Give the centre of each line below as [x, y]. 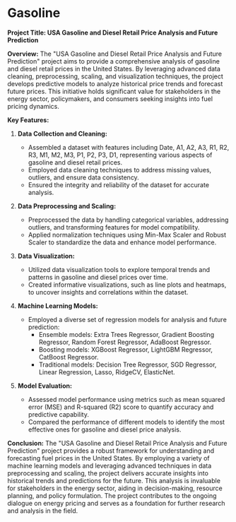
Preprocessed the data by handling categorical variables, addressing [128, 220]
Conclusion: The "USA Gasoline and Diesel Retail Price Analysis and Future [117, 443]
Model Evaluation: [45, 386]
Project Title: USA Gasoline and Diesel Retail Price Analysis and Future [113, 32]
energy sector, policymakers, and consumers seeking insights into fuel [110, 99]
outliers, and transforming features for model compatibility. [114, 227]
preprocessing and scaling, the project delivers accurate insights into [108, 473]
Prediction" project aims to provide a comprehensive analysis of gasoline [114, 61]
